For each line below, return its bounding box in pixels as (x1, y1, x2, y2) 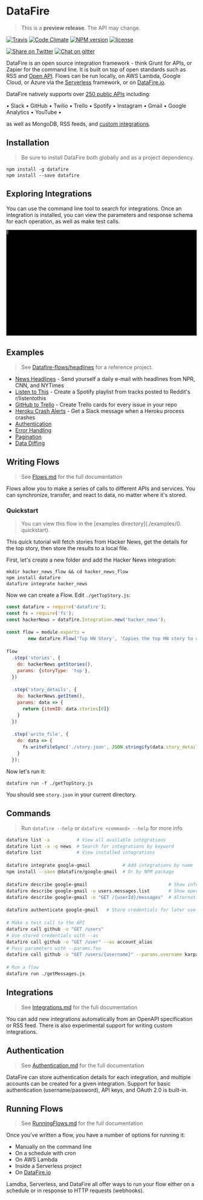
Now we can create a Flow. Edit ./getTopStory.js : (6, 591, 131, 598)
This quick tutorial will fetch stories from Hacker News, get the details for (6, 538, 188, 545)
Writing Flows (6, 457, 60, 467)
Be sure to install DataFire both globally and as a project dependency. (21, 154, 195, 161)
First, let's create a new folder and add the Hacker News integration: (6, 556, 176, 563)
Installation (6, 138, 50, 148)
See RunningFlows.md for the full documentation (21, 1120, 143, 1127)
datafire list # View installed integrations (6, 849, 155, 856)
